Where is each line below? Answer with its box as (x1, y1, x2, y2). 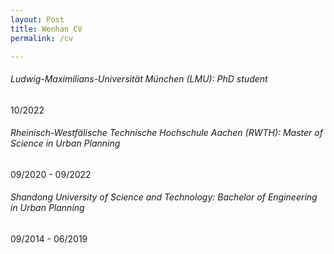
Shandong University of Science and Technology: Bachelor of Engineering (10, 191, 318, 203)
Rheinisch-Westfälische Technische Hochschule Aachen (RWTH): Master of (10, 127, 323, 139)
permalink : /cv (10, 33, 74, 43)
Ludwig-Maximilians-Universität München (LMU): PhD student (10, 72, 268, 85)
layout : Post (10, 14, 65, 25)
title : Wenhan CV (10, 24, 83, 34)
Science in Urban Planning (10, 137, 121, 150)
